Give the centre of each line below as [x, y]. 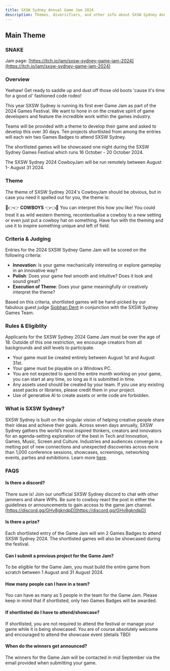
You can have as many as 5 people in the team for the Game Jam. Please [81, 595]
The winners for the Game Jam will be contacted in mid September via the [83, 657]
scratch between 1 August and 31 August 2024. [54, 572]
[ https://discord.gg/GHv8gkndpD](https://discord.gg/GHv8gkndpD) [76, 510]
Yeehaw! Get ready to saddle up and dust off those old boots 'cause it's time [85, 90]
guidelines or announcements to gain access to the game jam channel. [79, 505]
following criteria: [23, 255]
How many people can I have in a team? [48, 584]
